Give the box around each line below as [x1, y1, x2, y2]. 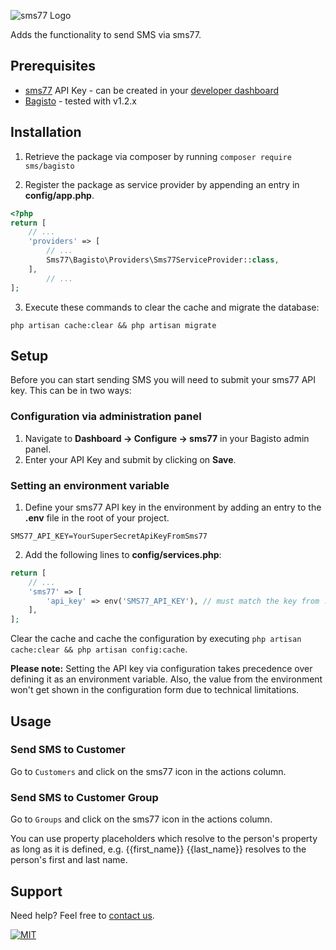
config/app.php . [24, 189, 95, 201]
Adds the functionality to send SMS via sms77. [10, 29, 202, 40]
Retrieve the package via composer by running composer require [24, 150, 292, 162]
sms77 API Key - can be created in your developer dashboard [24, 84, 280, 96]
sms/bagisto [24, 161, 75, 171]
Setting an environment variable [10, 478, 170, 492]
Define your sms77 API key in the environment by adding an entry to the [24, 501, 322, 513]
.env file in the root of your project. [24, 511, 170, 524]
